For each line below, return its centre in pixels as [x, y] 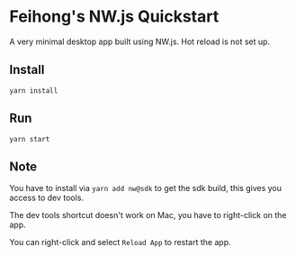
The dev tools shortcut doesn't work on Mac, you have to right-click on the [148, 215]
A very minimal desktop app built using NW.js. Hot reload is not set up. [140, 41]
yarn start [30, 139]
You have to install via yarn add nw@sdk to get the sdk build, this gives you [145, 188]
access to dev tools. [46, 198]
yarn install [34, 91]
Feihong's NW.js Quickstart [114, 17]
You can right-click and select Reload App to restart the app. [120, 242]
